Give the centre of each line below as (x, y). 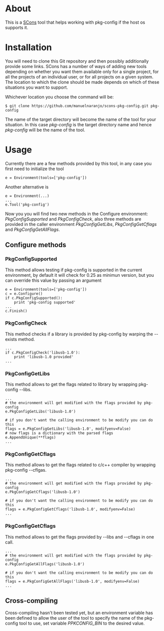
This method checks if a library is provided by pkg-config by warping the (79, 334)
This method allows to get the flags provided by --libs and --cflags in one (80, 537)
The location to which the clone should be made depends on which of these (82, 82)
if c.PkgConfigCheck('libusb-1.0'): (43, 353)
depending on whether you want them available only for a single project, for (82, 72)
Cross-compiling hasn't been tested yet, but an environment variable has (79, 613)
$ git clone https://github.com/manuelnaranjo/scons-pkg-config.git (77, 106)
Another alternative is (27, 187)
